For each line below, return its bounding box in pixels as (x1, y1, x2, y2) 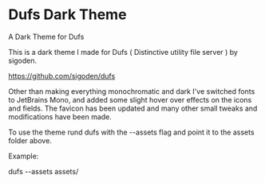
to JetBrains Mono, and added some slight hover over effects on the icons (8, 95, 252, 104)
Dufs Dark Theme (8, 6, 127, 24)
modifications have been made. (8, 111, 112, 121)
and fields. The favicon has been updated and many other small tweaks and (8, 103, 258, 113)
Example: (8, 151, 39, 161)
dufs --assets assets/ (8, 166, 79, 176)
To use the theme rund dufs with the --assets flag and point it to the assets (8, 127, 255, 137)
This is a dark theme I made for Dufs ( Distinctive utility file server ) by (8, 47, 238, 56)
